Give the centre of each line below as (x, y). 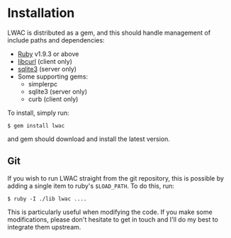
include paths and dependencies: (56, 40)
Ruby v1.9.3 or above (48, 54)
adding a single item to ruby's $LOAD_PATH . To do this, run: (91, 186)
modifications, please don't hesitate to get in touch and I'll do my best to (113, 219)
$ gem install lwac (36, 125)
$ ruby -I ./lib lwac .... (47, 199)
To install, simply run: (38, 113)
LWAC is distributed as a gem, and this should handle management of (109, 33)
